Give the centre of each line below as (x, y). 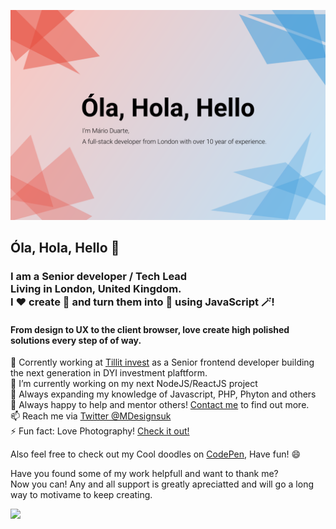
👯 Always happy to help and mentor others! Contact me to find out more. (160, 405)
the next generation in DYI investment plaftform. (109, 373)
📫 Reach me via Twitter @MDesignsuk (91, 416)
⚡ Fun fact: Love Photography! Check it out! (100, 431)
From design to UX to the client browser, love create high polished (150, 329)
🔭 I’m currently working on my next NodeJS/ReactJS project (134, 384)
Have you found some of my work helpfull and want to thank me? (144, 474)
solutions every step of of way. (76, 340)
